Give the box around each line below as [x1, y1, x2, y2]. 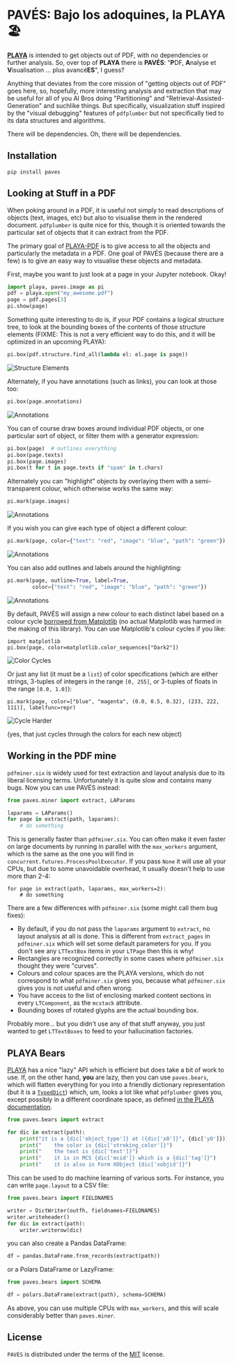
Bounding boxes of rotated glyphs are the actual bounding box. [17, 1006, 199, 1015]
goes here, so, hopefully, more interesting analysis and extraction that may [7, 86, 221, 95]
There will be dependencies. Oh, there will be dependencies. [7, 130, 182, 138]
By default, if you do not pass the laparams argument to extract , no [17, 925, 210, 933]
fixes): [7, 911, 26, 920]
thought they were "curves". [17, 962, 99, 970]
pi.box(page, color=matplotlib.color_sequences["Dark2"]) [7, 644, 179, 651]
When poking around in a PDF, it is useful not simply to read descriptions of [7, 206, 224, 214]
